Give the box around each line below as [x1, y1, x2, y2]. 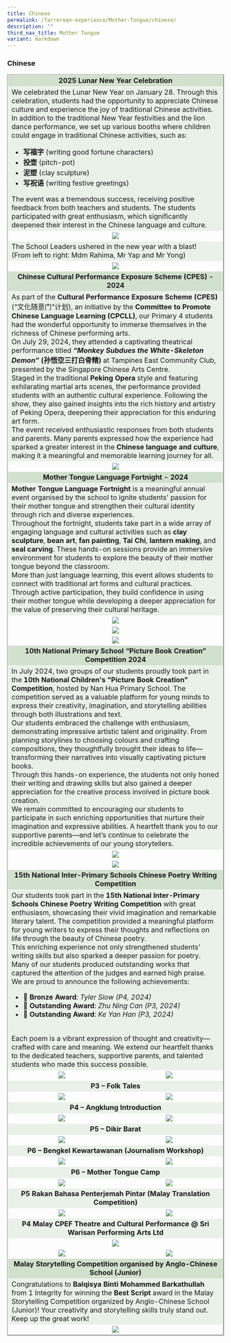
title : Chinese [7, 10, 51, 17]
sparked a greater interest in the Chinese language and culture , [11, 442, 219, 452]
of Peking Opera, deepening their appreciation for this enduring [11, 408, 217, 417]
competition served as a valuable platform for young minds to [11, 693, 210, 702]
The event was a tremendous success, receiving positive [11, 195, 195, 204]
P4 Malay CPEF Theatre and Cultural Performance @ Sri [21, 1219, 210, 1228]
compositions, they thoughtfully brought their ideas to [11, 744, 185, 754]
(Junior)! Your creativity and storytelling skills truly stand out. [11, 1305, 208, 1315]
